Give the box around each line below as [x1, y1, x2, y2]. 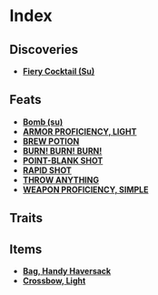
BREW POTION [22, 136, 80, 147]
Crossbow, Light [22, 275, 86, 287]
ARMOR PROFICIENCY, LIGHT [22, 126, 137, 137]
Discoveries [9, 42, 79, 57]
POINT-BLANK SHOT [22, 155, 104, 166]
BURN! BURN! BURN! [22, 145, 103, 156]
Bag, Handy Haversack [22, 266, 112, 277]
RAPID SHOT [22, 165, 73, 176]
